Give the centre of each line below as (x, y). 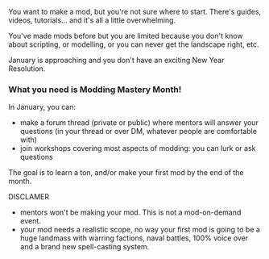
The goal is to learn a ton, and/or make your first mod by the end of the (126, 173)
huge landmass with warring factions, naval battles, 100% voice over (134, 238)
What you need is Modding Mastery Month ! (95, 90)
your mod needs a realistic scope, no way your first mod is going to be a (140, 230)
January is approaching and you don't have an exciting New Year (116, 60)
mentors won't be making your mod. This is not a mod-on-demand (130, 212)
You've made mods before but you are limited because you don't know (126, 36)
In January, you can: (42, 107)
